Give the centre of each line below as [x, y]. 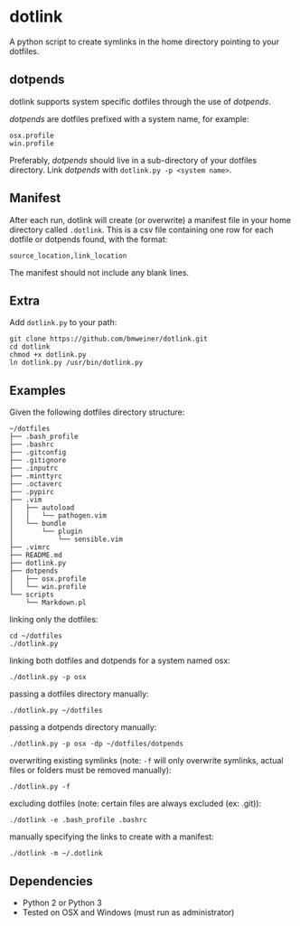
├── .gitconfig [38, 453]
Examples [37, 390]
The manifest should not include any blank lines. [99, 272]
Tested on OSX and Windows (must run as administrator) [128, 912]
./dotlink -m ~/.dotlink [56, 854]
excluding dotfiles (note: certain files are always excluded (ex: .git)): [136, 804]
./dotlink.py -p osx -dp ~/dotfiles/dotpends [96, 744]
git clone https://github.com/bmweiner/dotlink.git [108, 339]
